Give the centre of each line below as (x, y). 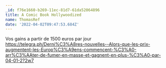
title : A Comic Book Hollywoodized (43, 15)
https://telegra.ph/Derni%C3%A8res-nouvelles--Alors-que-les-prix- (78, 44)
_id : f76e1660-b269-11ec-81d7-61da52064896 (53, 10)
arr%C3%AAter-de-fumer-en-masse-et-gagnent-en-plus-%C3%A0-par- (83, 55)
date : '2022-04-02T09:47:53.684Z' (42, 24)
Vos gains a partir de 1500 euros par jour (48, 39)
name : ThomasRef (23, 19)
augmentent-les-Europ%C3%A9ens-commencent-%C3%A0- (71, 50)
